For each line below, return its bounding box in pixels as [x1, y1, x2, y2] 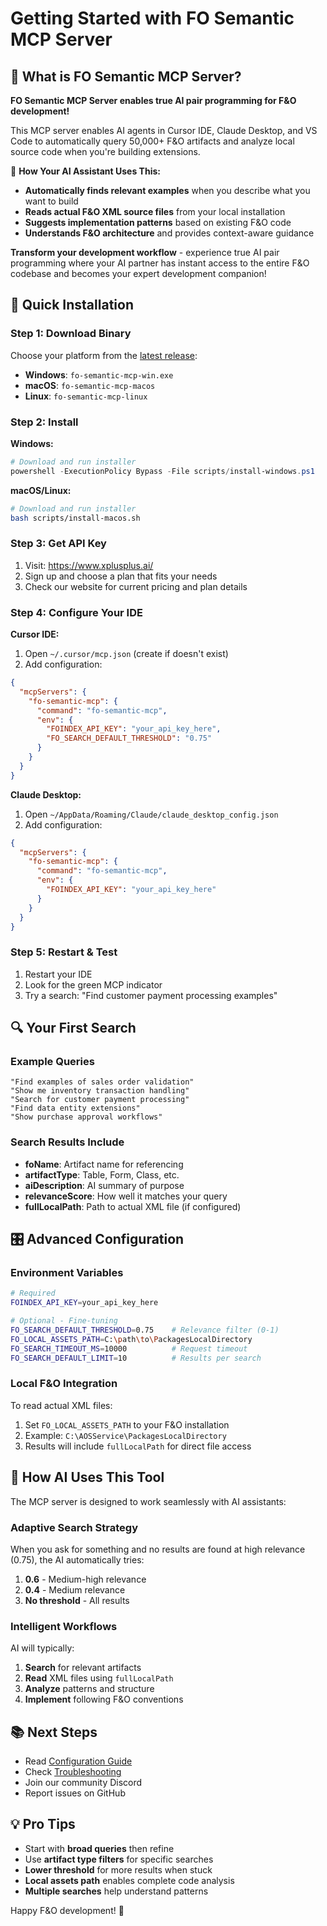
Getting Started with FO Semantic [10, 7, 295, 30]
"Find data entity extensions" [10, 1103, 141, 1114]
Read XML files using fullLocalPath [24, 1672, 174, 1684]
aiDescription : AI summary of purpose [24, 1179, 185, 1191]
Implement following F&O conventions [24, 1693, 184, 1706]
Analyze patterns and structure [24, 1683, 155, 1695]
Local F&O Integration [10, 1377, 118, 1391]
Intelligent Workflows [10, 1619, 118, 1633]
